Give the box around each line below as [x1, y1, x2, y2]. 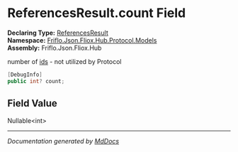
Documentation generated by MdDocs [7, 136, 119, 145]
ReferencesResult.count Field [7, 5, 186, 21]
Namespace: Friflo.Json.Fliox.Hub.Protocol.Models [7, 36, 157, 44]
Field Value [7, 97, 58, 109]
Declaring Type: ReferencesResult [7, 28, 108, 37]
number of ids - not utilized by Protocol [7, 57, 122, 65]
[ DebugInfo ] [7, 71, 42, 78]
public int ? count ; [7, 77, 65, 85]
